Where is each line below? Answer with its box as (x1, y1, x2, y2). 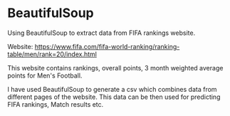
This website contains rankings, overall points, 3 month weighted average (7, 63, 224, 72)
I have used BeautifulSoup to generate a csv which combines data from (7, 85, 217, 93)
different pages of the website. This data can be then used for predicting (7, 93, 221, 101)
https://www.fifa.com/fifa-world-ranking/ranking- (34, 42, 180, 51)
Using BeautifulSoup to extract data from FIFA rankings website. (7, 28, 196, 37)
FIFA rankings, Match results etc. (7, 100, 104, 108)
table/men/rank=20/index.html (7, 50, 98, 58)
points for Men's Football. (7, 71, 83, 80)
